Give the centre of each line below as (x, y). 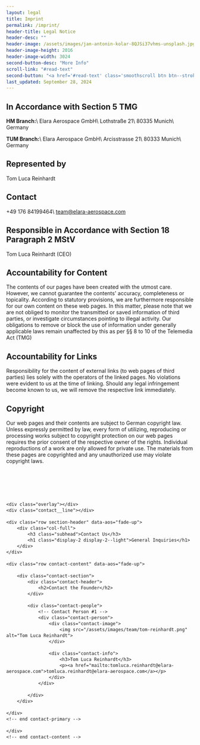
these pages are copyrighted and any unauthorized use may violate (89, 455)
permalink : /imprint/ (33, 25)
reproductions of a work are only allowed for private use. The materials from (100, 448)
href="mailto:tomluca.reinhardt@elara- (125, 665)
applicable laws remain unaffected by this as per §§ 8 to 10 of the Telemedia (99, 332)
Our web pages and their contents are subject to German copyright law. (94, 423)
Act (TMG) (19, 338)
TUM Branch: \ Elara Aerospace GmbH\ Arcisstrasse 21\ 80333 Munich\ (94, 139)
